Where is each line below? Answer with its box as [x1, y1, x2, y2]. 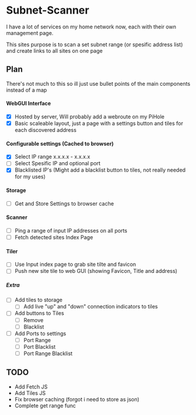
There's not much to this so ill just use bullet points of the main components [6, 80, 191, 87]
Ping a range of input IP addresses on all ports [14, 227, 128, 234]
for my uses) [14, 173, 46, 181]
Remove [23, 316, 44, 323]
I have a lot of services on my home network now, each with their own [6, 23, 177, 30]
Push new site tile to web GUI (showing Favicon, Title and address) [14, 268, 178, 275]
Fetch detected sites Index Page [14, 234, 93, 240]
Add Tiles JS [14, 389, 46, 397]
